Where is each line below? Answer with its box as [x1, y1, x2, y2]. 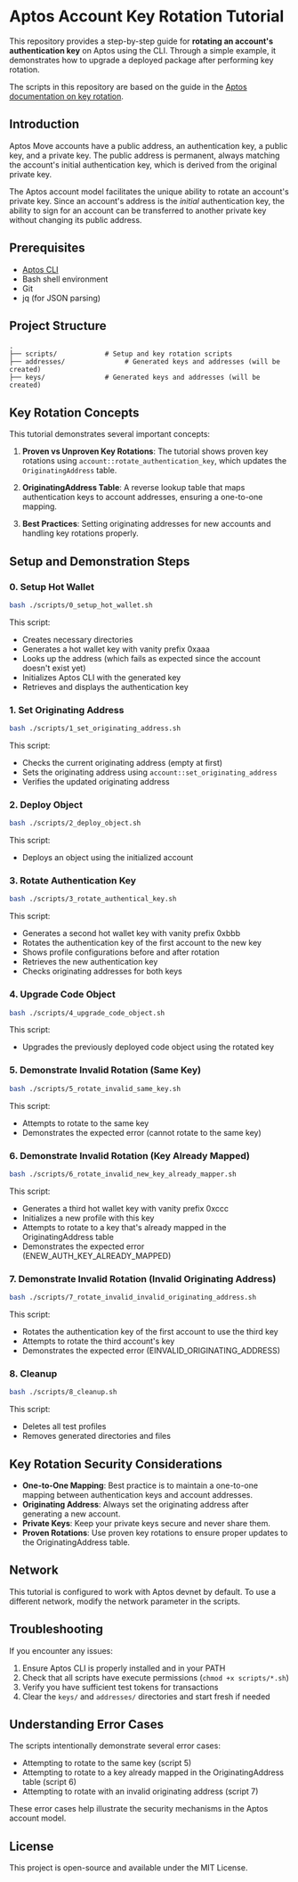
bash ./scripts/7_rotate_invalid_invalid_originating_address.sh [9, 1293, 256, 1303]
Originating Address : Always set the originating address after [21, 1499, 249, 1509]
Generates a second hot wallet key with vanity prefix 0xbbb [21, 928, 241, 939]
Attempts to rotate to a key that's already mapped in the [21, 1221, 227, 1232]
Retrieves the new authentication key [21, 957, 158, 967]
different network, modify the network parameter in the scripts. [9, 1596, 241, 1607]
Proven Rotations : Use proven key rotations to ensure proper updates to [21, 1527, 288, 1538]
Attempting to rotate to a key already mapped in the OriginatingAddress [21, 1767, 285, 1778]
